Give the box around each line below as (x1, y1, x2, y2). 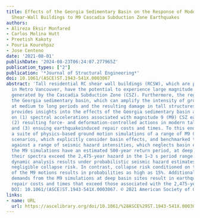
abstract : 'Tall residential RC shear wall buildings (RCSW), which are (6, 81, 190, 87)
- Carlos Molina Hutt (6, 31, 60, 37)
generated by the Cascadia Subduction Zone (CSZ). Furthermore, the (11, 92, 185, 98)
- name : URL (6, 198, 36, 204)
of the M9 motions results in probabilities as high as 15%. (11, 170, 167, 176)
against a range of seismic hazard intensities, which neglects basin (11, 142, 190, 148)
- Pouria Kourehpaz (6, 42, 55, 48)
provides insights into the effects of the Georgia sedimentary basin (11, 109, 190, 115)
